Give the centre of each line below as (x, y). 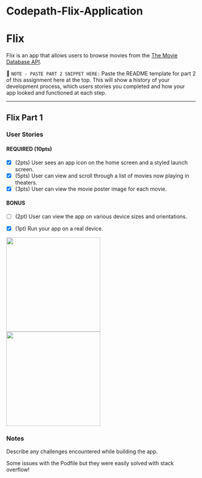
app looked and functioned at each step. (57, 93)
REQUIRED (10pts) (29, 149)
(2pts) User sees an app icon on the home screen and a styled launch (101, 162)
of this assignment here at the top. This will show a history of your (88, 80)
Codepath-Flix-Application (75, 11)
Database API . (24, 62)
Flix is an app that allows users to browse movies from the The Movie (92, 56)
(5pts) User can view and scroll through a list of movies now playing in (102, 176)
